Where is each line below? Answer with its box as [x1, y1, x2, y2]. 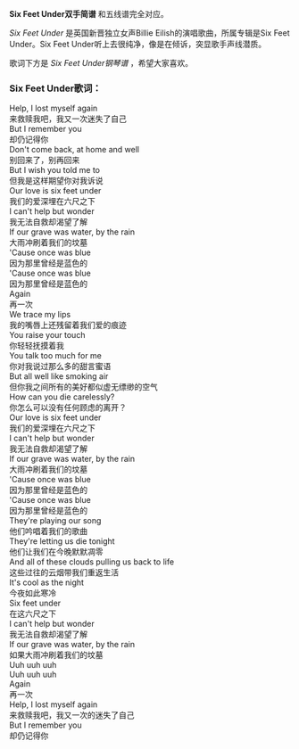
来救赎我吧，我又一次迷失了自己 [9, 113, 127, 124]
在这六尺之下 [9, 608, 56, 619]
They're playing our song [9, 515, 102, 526]
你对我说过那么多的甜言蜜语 [9, 361, 112, 372]
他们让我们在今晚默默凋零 [9, 547, 104, 557]
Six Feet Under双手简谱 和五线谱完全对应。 [9, 9, 170, 19]
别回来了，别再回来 [9, 155, 80, 166]
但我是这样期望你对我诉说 [9, 176, 104, 186]
